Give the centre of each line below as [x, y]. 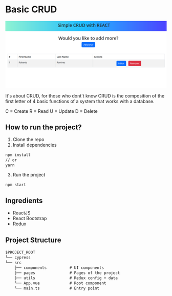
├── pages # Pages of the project [67, 273]
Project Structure [33, 240]
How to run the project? [44, 127]
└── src [14, 263]
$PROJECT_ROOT [20, 252]
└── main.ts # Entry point [57, 288]
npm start [16, 185]
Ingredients [24, 200]
